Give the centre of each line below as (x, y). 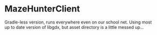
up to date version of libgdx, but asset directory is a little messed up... (74, 27)
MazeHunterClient (42, 9)
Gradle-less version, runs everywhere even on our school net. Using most (78, 22)
